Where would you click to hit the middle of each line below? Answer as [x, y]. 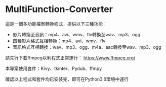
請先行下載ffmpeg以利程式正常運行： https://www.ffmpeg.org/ [70, 58]
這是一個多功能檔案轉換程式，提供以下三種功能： [56, 24]
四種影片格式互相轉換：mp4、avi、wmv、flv [59, 41]
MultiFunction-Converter [59, 9]
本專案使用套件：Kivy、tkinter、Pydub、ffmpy [54, 68]
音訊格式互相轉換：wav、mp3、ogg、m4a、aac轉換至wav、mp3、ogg [87, 47]
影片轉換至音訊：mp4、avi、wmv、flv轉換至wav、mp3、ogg [76, 34]
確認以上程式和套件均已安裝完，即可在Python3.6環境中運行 [67, 79]
